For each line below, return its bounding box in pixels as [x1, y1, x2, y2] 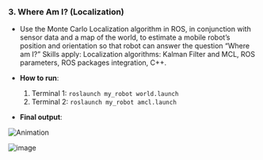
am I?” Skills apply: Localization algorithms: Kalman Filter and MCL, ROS [19, 50, 256, 59]
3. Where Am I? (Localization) [8, 6, 124, 17]
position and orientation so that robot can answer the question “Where [19, 41, 250, 51]
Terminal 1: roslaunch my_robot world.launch [31, 89, 179, 98]
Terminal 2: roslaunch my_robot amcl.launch [31, 97, 177, 107]
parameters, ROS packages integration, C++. [19, 58, 167, 67]
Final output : [19, 112, 63, 122]
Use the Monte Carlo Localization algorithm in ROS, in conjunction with [19, 25, 251, 34]
